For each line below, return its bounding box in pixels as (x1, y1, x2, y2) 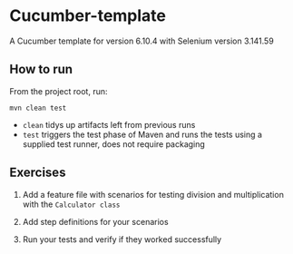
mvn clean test (9, 103, 67, 112)
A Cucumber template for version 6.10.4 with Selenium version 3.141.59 (9, 35, 274, 46)
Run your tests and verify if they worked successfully (22, 233, 222, 245)
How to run (9, 62, 73, 77)
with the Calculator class (22, 199, 121, 210)
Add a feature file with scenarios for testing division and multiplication (22, 189, 284, 200)
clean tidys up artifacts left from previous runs (22, 119, 196, 130)
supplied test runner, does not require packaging (22, 138, 206, 150)
